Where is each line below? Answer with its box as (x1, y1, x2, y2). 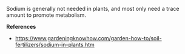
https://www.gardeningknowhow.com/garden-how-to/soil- (15, 35, 162, 41)
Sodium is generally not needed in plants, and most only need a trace (6, 5, 180, 12)
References (6, 23, 36, 30)
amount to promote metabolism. (6, 11, 86, 19)
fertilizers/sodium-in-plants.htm (15, 41, 95, 48)
